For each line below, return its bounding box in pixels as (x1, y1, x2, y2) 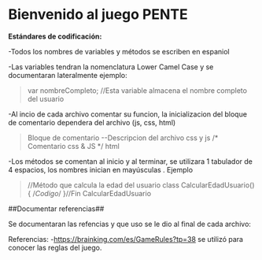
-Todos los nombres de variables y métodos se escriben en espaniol (8, 46, 230, 56)
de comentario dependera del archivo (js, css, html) (8, 117, 176, 127)
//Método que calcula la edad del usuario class (27, 180, 179, 190)
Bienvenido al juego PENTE (8, 6, 189, 24)
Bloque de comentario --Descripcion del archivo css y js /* (27, 132, 219, 143)
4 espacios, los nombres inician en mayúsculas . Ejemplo (8, 165, 194, 174)
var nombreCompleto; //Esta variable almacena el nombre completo (27, 85, 248, 95)
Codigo (35, 188, 59, 198)
